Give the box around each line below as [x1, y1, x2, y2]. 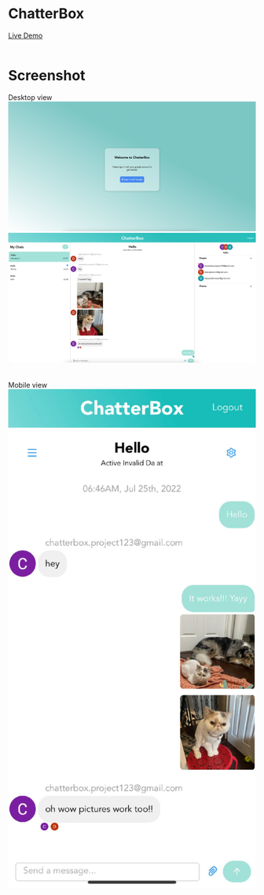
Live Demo [8, 31, 43, 40]
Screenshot [8, 67, 86, 85]
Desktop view [8, 92, 53, 102]
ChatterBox [8, 5, 85, 23]
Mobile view [8, 381, 48, 390]
